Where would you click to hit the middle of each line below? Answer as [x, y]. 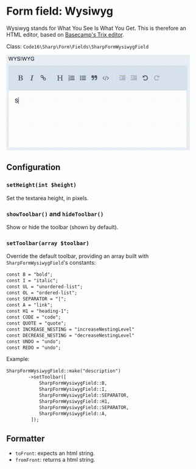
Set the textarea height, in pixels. [47, 198]
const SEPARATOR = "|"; [37, 299]
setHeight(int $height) [42, 185]
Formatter [26, 438]
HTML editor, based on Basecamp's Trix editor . [65, 34]
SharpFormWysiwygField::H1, [75, 402]
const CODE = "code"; [34, 317]
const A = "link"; [30, 305]
